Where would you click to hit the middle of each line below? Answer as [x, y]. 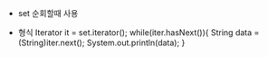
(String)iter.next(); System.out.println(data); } [101, 43]
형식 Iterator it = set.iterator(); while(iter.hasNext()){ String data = [139, 33]
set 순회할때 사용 [48, 13]
